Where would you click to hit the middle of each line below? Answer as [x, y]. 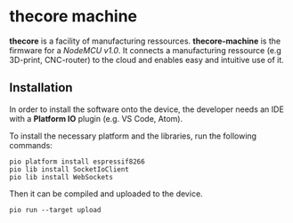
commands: [31, 145]
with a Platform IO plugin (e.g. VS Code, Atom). [96, 118]
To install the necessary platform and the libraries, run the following [133, 136]
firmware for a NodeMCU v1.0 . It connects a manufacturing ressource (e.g [146, 50]
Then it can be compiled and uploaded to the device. [106, 194]
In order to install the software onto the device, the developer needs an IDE [147, 109]
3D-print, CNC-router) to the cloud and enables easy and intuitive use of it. [147, 60]
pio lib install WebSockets [61, 177]
